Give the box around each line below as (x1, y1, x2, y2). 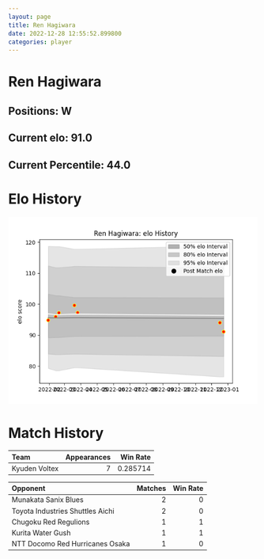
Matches (137, 484, 167, 493)
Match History (8, 424, 104, 442)
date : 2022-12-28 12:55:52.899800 (8, 29, 123, 37)
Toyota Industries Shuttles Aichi (11, 506, 115, 515)
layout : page (8, 13, 51, 21)
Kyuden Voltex (11, 464, 59, 473)
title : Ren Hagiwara (8, 21, 77, 29)
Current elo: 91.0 (8, 131, 92, 145)
